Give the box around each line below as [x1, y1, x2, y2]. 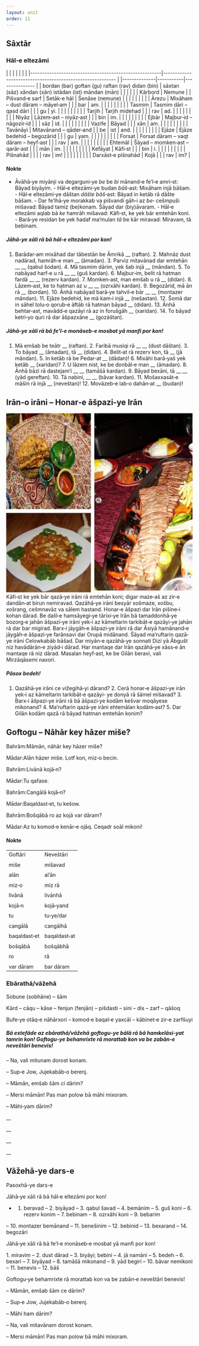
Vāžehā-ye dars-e [6, 1166, 75, 1176]
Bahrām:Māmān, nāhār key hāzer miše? [6, 743, 102, 750]
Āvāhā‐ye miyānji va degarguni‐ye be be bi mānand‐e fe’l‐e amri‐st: [14, 178, 179, 185]
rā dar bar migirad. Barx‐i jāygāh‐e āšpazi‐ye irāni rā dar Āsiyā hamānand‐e [6, 625, 190, 632]
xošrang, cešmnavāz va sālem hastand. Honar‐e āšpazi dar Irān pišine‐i [6, 606, 181, 613]
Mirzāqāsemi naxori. [6, 656, 56, 664]
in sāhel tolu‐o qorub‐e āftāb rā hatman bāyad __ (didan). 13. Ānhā [14, 301, 176, 308]
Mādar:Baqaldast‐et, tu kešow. [6, 800, 81, 807]
